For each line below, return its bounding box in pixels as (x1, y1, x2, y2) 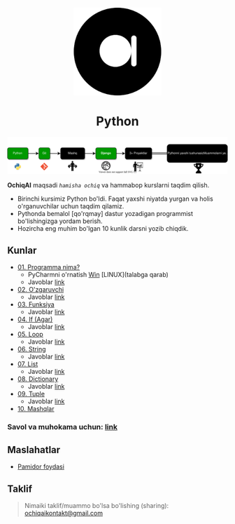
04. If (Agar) (17, 315, 53, 323)
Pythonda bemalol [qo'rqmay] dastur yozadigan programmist (17, 209, 194, 217)
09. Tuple (17, 390, 45, 398)
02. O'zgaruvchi (17, 285, 64, 294)
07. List (17, 360, 38, 368)
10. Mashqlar (17, 405, 55, 413)
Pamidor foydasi (17, 462, 65, 471)
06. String (17, 345, 47, 354)
